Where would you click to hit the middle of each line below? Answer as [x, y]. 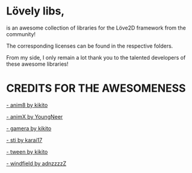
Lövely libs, [36, 11]
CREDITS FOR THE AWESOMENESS [96, 88]
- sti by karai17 [24, 140]
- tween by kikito [27, 151]
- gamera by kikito [29, 128]
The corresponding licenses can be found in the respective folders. [90, 46]
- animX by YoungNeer [35, 116]
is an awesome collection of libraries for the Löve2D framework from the [96, 28]
